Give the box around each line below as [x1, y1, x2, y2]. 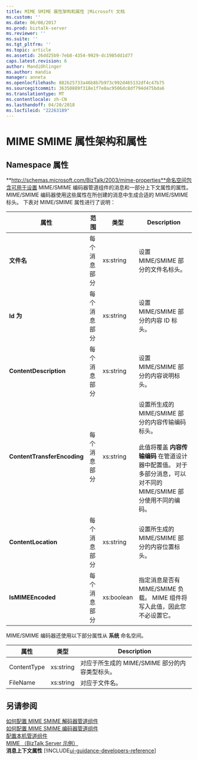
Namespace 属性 [6, 160, 69, 170]
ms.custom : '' [6, 14, 41, 20]
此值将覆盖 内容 [138, 443, 182, 451]
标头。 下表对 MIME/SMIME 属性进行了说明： [6, 199, 116, 206]
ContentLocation [9, 538, 58, 546]
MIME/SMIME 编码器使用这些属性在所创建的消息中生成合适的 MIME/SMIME [6, 191, 189, 198]
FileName [9, 679, 35, 687]
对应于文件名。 [80, 679, 122, 687]
